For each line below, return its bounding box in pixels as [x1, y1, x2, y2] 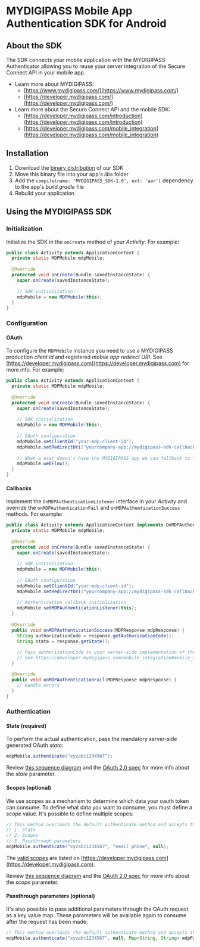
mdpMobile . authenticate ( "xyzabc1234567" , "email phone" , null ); [6, 844, 169, 850]
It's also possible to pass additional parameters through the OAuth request [6, 905, 189, 912]
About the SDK [6, 41, 62, 51]
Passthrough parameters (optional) [6, 892, 95, 899]
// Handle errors [17, 682, 60, 689]
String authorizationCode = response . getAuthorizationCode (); [17, 633, 174, 638]
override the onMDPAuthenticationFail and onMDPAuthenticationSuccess [6, 504, 180, 512]
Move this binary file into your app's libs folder [14, 170, 129, 177]
